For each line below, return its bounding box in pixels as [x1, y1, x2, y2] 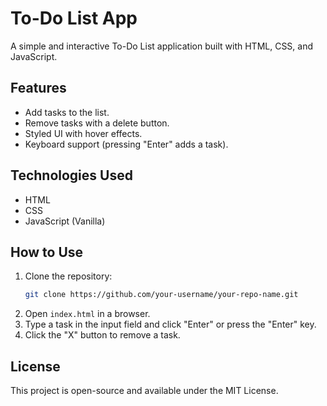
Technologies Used [10, 167, 133, 184]
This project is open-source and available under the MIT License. [10, 385, 279, 397]
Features [10, 80, 67, 97]
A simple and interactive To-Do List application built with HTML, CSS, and [10, 40, 314, 52]
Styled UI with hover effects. [24, 127, 143, 139]
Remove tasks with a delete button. [24, 117, 170, 129]
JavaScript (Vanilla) [24, 215, 106, 227]
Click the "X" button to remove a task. [24, 329, 181, 341]
